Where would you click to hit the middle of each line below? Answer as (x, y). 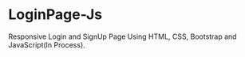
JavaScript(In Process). (47, 44)
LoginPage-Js (55, 15)
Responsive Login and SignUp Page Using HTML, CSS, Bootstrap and (122, 36)
